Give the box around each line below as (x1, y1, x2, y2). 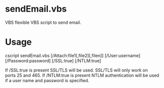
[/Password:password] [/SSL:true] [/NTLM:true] (5, 57, 101, 64)
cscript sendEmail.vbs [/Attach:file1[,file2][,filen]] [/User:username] (5, 53, 141, 58)
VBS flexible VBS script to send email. (5, 19, 82, 25)
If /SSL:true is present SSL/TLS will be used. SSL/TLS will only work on (5, 67, 148, 73)
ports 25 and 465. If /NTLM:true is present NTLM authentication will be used (5, 72, 160, 78)
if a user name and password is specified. (5, 77, 90, 83)
